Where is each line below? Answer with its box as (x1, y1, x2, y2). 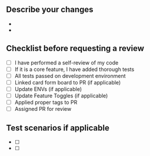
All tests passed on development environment (14, 72, 126, 79)
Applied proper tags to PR (14, 99, 78, 106)
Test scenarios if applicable (6, 123, 110, 133)
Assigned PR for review (14, 106, 72, 113)
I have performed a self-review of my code (14, 59, 119, 66)
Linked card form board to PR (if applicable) (14, 79, 121, 86)
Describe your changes (6, 5, 94, 15)
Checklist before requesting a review (6, 43, 145, 53)
